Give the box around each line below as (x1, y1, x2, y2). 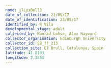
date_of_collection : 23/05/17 (5, 12, 70, 17)
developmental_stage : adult (5, 27, 65, 32)
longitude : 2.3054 (5, 55, 44, 60)
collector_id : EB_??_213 (5, 41, 58, 46)
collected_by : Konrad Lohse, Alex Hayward (5, 31, 97, 36)
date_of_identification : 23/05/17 (5, 17, 79, 22)
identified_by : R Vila (5, 21, 53, 27)
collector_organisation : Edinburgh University (5, 36, 106, 41)
